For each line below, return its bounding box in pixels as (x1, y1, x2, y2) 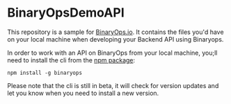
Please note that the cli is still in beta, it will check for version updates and (7, 81, 219, 89)
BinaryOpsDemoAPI (7, 5, 125, 21)
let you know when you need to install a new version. (7, 89, 159, 97)
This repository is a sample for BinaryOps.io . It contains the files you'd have (7, 28, 224, 36)
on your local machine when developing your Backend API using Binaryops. (7, 35, 224, 43)
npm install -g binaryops (7, 69, 82, 76)
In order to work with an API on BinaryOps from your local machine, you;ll (7, 49, 218, 57)
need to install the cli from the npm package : (7, 55, 136, 64)
